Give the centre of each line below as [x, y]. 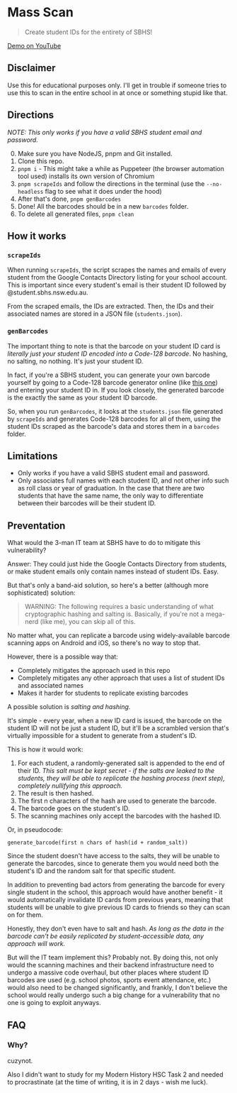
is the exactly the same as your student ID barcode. [82, 397]
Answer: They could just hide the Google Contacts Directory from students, [117, 564]
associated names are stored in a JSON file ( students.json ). [95, 314]
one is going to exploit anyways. [54, 1003]
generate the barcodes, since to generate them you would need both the [113, 864]
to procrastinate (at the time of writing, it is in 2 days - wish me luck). [108, 1082]
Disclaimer [31, 68]
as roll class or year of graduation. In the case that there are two [111, 488]
